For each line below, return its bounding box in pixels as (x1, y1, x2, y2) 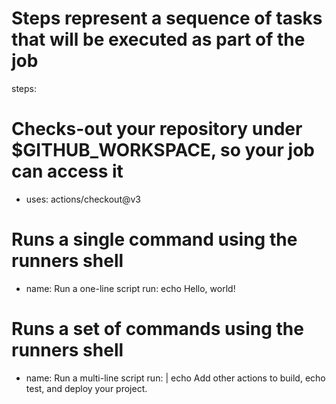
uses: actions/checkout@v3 (25, 193, 142, 205)
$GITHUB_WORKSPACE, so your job (11, 139, 315, 162)
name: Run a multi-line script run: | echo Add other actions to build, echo (25, 372, 326, 384)
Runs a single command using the (11, 228, 298, 251)
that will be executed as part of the (11, 28, 306, 51)
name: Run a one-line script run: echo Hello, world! (25, 282, 236, 294)
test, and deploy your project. (25, 382, 148, 394)
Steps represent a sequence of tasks (11, 7, 323, 30)
